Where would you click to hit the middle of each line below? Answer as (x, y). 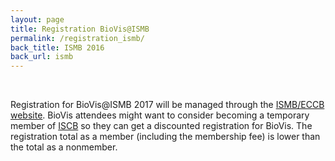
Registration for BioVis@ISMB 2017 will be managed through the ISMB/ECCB (167, 105)
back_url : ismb (42, 57)
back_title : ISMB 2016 (57, 47)
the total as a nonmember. (64, 147)
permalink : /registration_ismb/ (77, 38)
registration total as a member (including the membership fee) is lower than (165, 137)
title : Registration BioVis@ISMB (80, 29)
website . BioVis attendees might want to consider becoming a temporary (160, 115)
